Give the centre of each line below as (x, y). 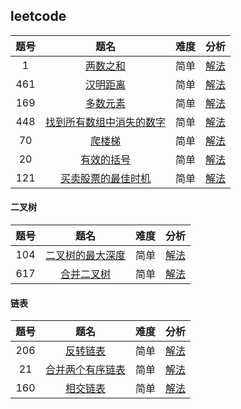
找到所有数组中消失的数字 (106, 122)
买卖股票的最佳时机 (106, 178)
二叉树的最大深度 (86, 256)
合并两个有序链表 (86, 370)
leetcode (38, 16)
